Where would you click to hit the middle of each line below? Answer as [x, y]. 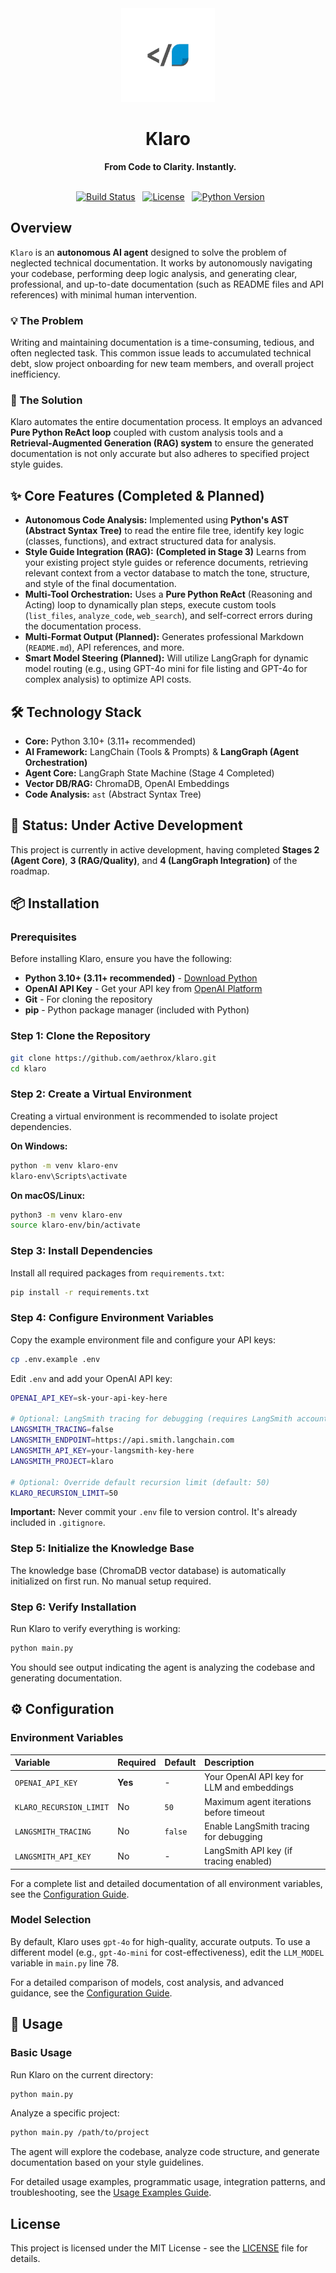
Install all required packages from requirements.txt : [117, 1273]
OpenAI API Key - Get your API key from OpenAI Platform [143, 989]
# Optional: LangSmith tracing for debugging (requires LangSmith [151, 1419]
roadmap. [30, 871]
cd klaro [28, 1068]
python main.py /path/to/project [80, 2133]
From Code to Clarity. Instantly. [170, 166]
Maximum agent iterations [258, 1801]
